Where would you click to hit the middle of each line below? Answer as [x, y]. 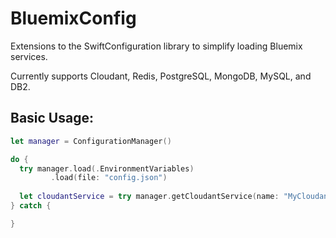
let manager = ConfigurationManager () [91, 141]
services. [29, 56]
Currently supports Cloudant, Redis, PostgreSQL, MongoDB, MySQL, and [161, 76]
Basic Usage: [52, 118]
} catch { [31, 206]
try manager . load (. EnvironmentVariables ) [107, 168]
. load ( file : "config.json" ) [109, 178]
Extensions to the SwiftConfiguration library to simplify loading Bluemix [156, 46]
